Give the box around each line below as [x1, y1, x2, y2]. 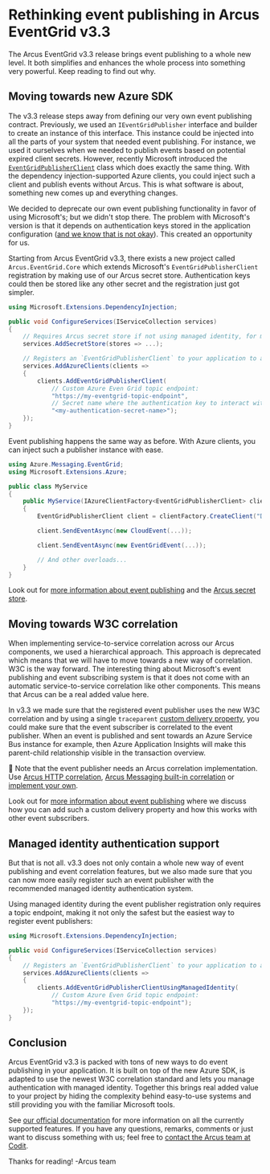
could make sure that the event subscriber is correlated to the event [8, 722, 233, 733]
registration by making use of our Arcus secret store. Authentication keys [8, 270, 251, 280]
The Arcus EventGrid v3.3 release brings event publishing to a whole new [8, 49, 252, 59]
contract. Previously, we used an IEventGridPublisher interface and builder [8, 119, 258, 129]
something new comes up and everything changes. [8, 187, 178, 198]
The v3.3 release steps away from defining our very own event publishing [8, 111, 252, 121]
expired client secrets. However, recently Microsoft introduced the [8, 154, 227, 163]
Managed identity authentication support [8, 836, 219, 850]
